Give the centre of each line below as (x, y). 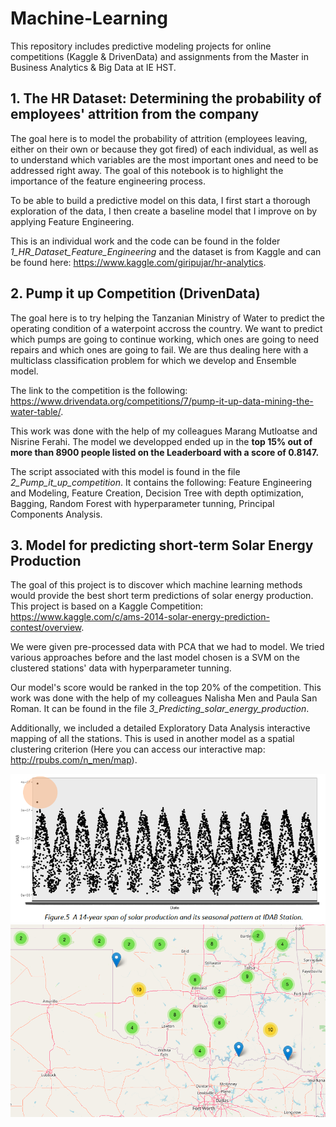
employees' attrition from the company (135, 114)
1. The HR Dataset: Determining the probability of (166, 98)
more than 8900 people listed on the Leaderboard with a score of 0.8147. (165, 452)
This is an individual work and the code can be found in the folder (145, 241)
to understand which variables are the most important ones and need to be (164, 159)
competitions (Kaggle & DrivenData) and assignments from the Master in (159, 56)
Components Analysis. (56, 514)
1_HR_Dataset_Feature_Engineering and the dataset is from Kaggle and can (166, 251)
